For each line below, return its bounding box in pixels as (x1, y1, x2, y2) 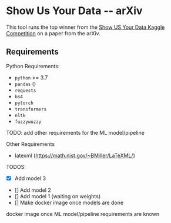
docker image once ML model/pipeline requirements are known (6, 210, 160, 217)
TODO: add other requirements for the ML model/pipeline (6, 129, 145, 136)
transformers (14, 106, 47, 112)
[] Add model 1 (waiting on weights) (14, 192, 101, 199)
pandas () (14, 80, 36, 87)
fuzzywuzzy (14, 119, 42, 125)
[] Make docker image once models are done (14, 199, 124, 206)
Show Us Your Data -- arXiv (6, 4, 143, 18)
